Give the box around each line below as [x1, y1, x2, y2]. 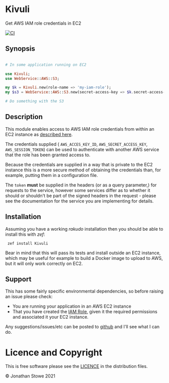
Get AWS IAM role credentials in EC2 [5, 20, 81, 26]
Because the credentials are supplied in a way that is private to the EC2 [5, 161, 153, 167]
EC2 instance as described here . [5, 131, 73, 137]
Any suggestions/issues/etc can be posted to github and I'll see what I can [5, 324, 160, 330]
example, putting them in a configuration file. [5, 172, 98, 178]
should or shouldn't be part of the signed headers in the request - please [5, 193, 156, 199]
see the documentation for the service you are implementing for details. [5, 198, 154, 204]
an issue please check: [5, 294, 53, 300]
